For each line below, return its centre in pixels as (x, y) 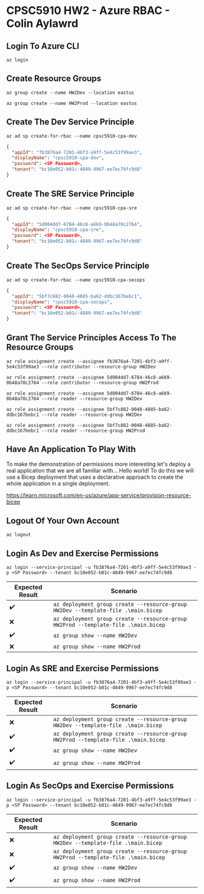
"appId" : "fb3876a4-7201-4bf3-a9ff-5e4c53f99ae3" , (77, 152)
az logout (19, 535)
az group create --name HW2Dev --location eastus (70, 93)
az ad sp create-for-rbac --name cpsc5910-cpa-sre (72, 208)
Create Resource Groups (54, 79)
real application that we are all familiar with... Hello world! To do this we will (100, 470)
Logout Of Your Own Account (63, 521)
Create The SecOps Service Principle (78, 266)
